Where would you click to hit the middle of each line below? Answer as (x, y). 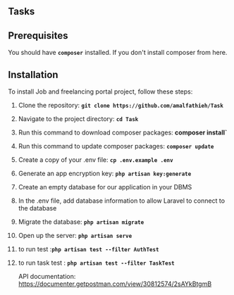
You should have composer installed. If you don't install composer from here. (118, 53)
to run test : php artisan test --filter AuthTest (88, 249)
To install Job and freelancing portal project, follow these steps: (100, 92)
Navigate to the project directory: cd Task (78, 119)
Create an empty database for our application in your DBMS (105, 187)
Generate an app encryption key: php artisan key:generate (105, 174)
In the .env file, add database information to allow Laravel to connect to (121, 201)
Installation (33, 74)
